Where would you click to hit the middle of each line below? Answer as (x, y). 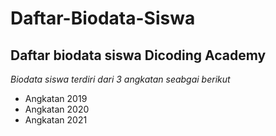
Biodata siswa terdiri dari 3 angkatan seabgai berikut (120, 79)
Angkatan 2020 (57, 109)
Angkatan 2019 (56, 98)
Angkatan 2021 (56, 120)
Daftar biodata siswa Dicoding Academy (138, 55)
